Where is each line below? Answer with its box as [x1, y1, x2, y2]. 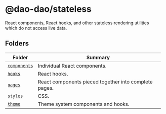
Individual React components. [38, 62, 107, 69]
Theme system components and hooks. [38, 100, 130, 107]
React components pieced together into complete [38, 78, 153, 85]
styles [7, 93, 23, 99]
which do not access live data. [5, 25, 67, 31]
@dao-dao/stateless [5, 3, 92, 15]
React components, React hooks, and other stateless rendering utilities [5, 20, 149, 26]
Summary [86, 54, 110, 61]
